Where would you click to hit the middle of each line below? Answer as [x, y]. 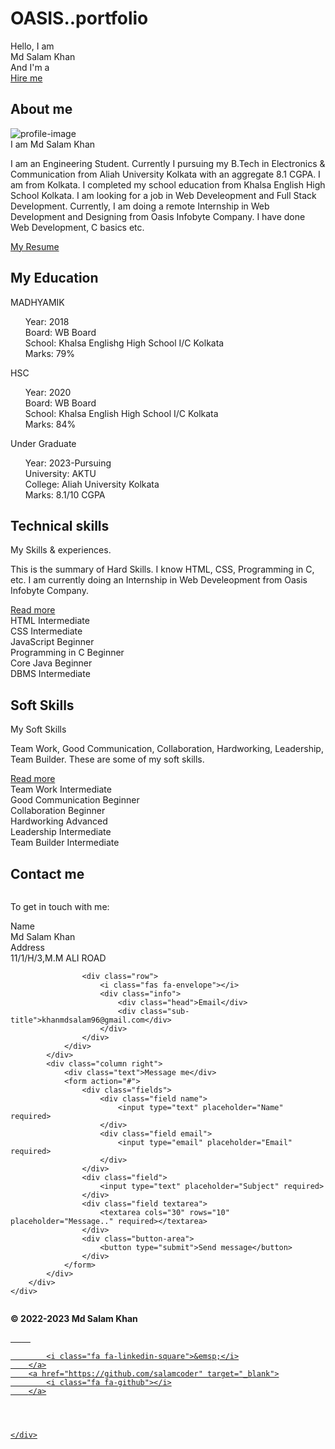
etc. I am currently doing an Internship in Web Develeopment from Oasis [159, 580]
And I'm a [30, 67]
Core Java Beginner [51, 663]
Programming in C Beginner [67, 653]
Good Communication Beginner [75, 800]
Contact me [47, 873]
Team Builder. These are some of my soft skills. [107, 759]
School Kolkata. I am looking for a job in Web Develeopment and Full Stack [163, 195]
